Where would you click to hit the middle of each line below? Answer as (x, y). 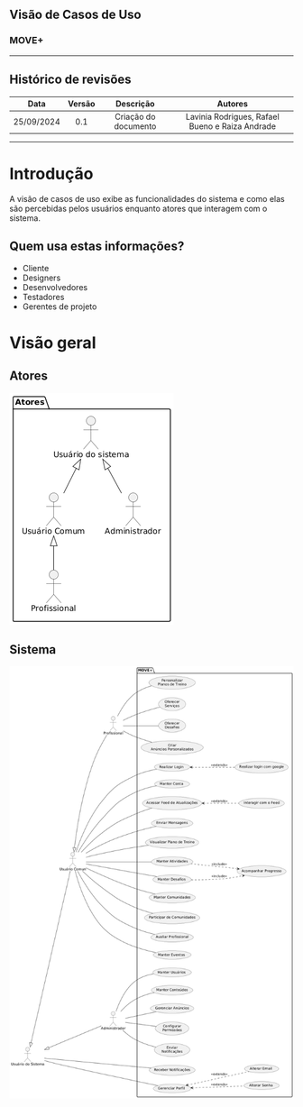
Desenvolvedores (55, 287)
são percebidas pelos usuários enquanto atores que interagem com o (138, 208)
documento (135, 126)
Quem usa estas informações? (97, 247)
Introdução (51, 174)
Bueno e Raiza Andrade (233, 126)
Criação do (135, 117)
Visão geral (53, 343)
